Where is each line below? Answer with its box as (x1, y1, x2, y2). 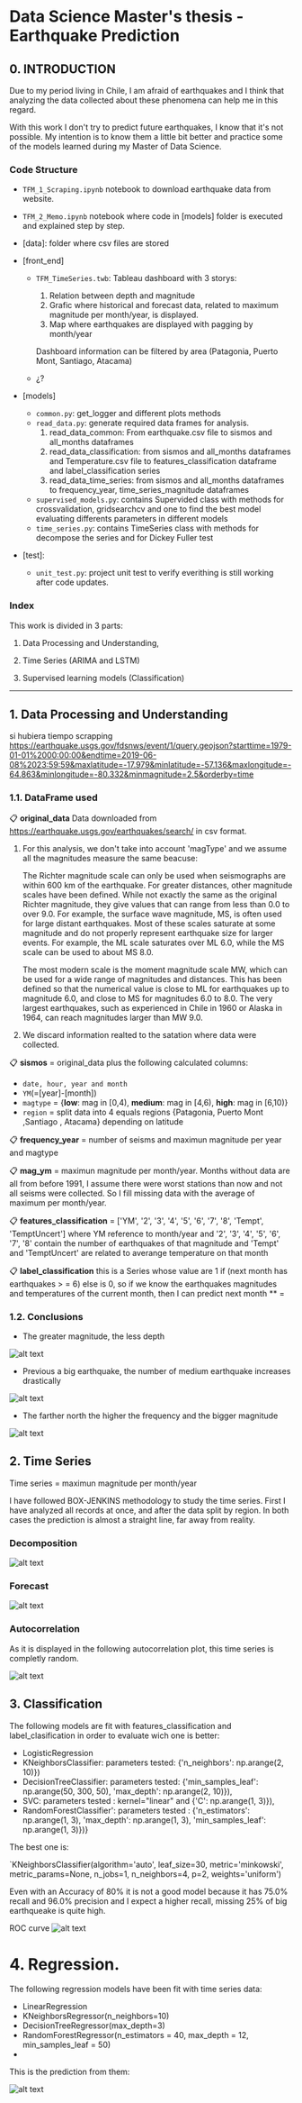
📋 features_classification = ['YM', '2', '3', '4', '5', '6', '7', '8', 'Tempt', (9, 1215, 264, 1226)
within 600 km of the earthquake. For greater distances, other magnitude (22, 879, 293, 890)
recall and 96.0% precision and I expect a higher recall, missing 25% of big (9, 1895, 288, 1907)
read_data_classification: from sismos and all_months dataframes (49, 446, 291, 457)
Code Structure (9, 163, 78, 176)
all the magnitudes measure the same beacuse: (22, 852, 199, 863)
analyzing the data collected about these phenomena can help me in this (9, 95, 279, 105)
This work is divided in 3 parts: (9, 620, 124, 631)
